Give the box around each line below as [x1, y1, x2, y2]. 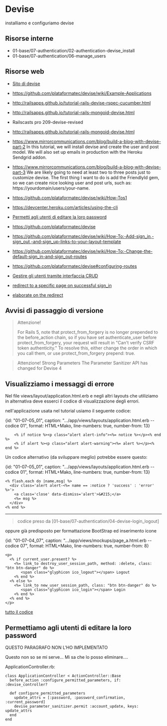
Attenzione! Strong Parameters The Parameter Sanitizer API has [17, 360, 148, 366]
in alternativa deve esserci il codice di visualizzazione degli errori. [5, 398, 140, 404]
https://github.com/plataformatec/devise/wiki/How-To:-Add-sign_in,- [12, 233, 154, 239]
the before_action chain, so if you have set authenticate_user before [17, 334, 157, 340]
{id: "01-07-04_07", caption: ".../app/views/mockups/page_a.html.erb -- [5, 537, 152, 543]
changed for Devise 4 [17, 365, 62, 371]
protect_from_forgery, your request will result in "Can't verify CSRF [17, 340, 155, 346]
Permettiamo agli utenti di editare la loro [5, 623, 132, 632]
